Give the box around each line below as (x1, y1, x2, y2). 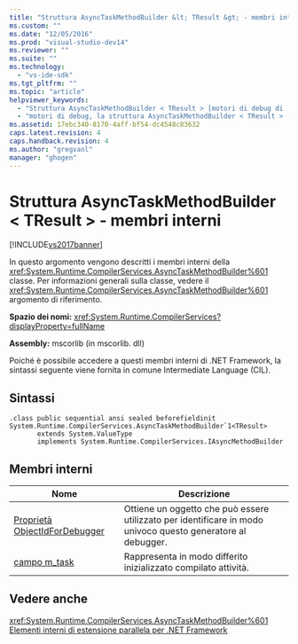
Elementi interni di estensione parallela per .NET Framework (9, 624, 228, 635)
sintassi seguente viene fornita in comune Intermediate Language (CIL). (9, 365, 271, 375)
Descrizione (177, 488, 231, 500)
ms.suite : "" (9, 54, 58, 63)
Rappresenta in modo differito (123, 551, 248, 563)
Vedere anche (9, 592, 89, 607)
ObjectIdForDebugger (13, 525, 105, 538)
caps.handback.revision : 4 (9, 137, 109, 145)
